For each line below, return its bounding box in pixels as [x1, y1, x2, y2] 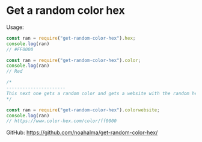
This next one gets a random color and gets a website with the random [6, 90, 189, 96]
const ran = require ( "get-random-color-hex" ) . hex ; [6, 35, 136, 41]
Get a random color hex [6, 4, 125, 17]
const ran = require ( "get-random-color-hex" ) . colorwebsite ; [6, 106, 161, 113]
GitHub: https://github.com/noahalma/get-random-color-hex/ [6, 129, 158, 136]
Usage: [6, 23, 24, 31]
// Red [6, 69, 23, 75]
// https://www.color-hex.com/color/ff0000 [6, 118, 117, 124]
